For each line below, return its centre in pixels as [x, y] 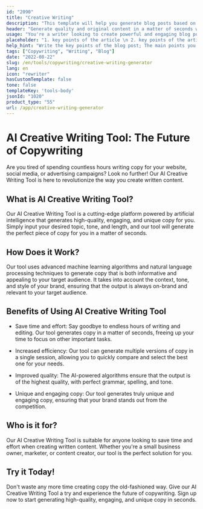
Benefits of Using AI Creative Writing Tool [86, 312]
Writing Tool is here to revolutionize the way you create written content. [95, 180]
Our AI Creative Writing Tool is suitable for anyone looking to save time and [100, 440]
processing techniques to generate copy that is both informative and [92, 273]
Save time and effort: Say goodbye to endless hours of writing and [98, 326]
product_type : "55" [31, 102]
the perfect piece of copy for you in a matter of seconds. [77, 233]
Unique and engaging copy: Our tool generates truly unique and [94, 393]
